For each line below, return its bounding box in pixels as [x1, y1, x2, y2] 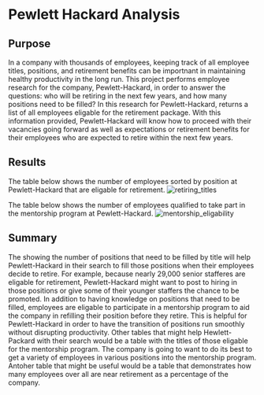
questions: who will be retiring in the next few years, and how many [8, 91, 227, 100]
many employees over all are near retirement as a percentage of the [8, 369, 229, 378]
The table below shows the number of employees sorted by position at [8, 176, 238, 186]
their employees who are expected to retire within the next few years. [8, 133, 234, 142]
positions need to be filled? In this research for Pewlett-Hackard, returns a [8, 100, 248, 109]
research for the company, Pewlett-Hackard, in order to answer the [8, 83, 226, 92]
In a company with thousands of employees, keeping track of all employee [8, 57, 250, 67]
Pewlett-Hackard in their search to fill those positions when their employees [8, 260, 255, 270]
